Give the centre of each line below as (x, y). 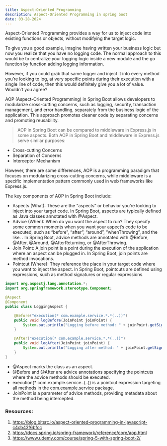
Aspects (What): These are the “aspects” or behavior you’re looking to (84, 206)
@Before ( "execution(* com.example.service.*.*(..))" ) (71, 315)
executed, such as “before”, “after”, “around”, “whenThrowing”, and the (85, 232)
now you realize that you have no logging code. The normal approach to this (83, 53)
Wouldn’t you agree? (26, 90)
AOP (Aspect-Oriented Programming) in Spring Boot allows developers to (80, 99)
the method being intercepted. (43, 398)
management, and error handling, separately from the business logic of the (82, 110)
